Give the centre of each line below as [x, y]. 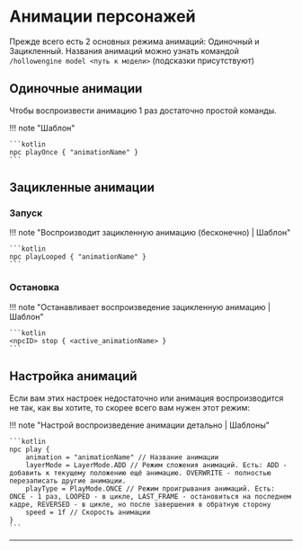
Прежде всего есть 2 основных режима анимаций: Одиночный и [134, 41]
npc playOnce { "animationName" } [74, 152]
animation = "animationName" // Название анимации [122, 457]
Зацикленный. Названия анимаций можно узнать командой [124, 50]
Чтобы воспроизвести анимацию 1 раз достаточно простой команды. [143, 111]
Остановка [35, 288]
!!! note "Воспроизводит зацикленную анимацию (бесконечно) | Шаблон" [150, 233]
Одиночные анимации [76, 89]
